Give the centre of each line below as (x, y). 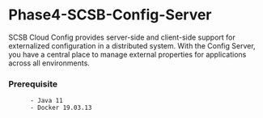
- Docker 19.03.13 (61, 108)
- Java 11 (46, 101)
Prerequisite (33, 84)
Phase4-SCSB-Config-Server (110, 15)
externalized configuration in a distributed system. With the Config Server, (132, 45)
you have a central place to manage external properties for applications (127, 54)
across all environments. (49, 63)
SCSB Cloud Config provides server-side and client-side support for (122, 37)
